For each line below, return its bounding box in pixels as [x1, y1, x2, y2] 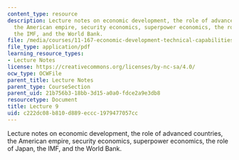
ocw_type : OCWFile [7, 70, 62, 77]
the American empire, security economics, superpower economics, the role [7, 137, 229, 145]
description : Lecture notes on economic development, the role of [7, 17, 208, 24]
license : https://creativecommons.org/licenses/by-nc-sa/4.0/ [7, 63, 196, 70]
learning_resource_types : [7, 50, 84, 58]
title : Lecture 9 [7, 103, 59, 110]
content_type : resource [7, 10, 78, 18]
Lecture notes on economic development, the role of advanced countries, [7, 129, 223, 137]
